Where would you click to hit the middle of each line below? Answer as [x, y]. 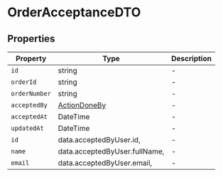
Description [191, 59]
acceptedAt [29, 117]
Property [31, 59]
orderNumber [31, 93]
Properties [31, 39]
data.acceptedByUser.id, [99, 140]
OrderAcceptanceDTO [74, 12]
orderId [24, 82]
